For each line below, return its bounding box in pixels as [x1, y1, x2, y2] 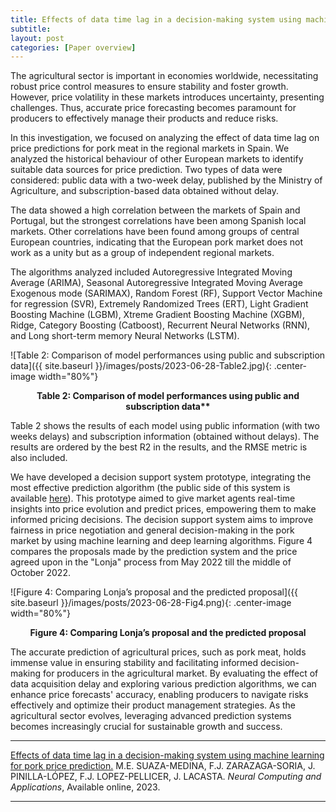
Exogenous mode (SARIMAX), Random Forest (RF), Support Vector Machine [10, 287, 323, 300]
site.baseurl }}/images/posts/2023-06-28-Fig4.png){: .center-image [10, 597, 292, 609]
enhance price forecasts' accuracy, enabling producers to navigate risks [10, 689, 309, 701]
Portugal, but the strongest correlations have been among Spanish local [10, 215, 307, 227]
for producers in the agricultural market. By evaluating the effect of [42, 667, 319, 680]
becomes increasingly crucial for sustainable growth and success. [10, 721, 283, 733]
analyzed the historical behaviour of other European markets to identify [10, 153, 304, 165]
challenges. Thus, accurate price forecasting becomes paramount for [10, 102, 297, 114]
